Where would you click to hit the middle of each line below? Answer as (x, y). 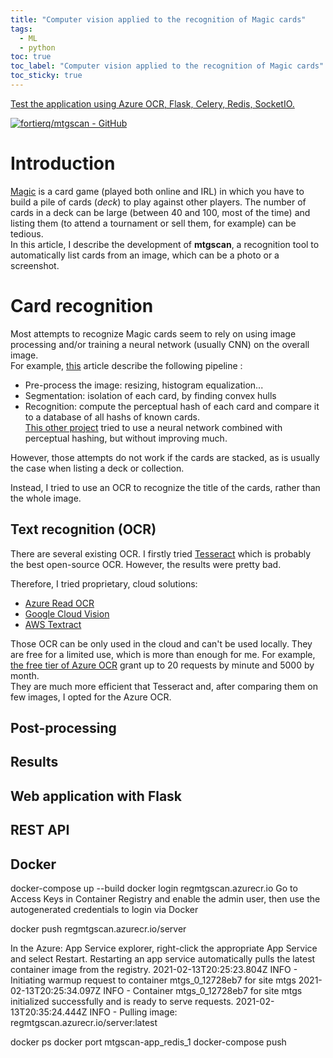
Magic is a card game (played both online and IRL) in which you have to (157, 191)
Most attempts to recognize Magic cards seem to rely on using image (153, 333)
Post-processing (63, 727)
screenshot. (35, 265)
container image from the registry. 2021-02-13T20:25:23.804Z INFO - (154, 969)
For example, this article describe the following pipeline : (126, 365)
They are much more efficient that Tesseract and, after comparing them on (164, 686)
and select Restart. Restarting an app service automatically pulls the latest (163, 958)
